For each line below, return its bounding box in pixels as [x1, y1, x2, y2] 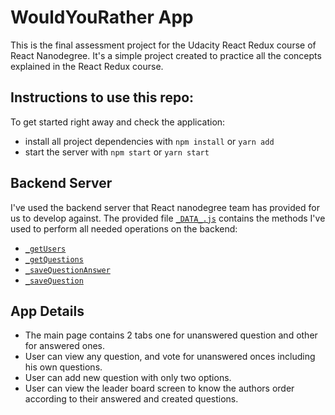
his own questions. [24, 361, 103, 373]
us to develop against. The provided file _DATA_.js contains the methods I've [10, 212, 326, 224]
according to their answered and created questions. [24, 393, 239, 405]
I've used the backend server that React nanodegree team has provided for [10, 201, 320, 213]
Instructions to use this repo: [10, 89, 195, 106]
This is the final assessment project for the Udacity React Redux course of [10, 39, 317, 51]
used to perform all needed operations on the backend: [10, 222, 238, 235]
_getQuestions [24, 254, 84, 265]
